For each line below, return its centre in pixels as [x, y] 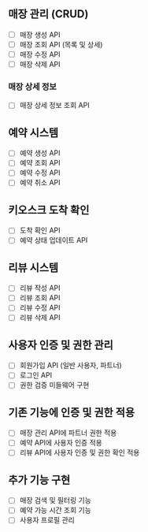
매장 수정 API [40, 54]
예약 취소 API [40, 183]
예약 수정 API [40, 173]
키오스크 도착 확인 [49, 210]
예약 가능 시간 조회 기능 [55, 510]
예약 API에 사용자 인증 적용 [61, 443]
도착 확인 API [40, 230]
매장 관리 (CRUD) [48, 14]
